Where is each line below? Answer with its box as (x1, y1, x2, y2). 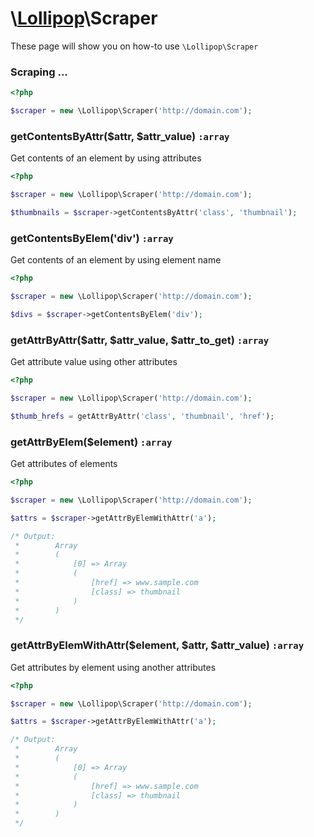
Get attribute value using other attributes (10, 356, 178, 368)
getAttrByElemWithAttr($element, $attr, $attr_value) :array (10, 638, 305, 652)
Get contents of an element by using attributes (10, 152, 202, 164)
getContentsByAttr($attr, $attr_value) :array (10, 129, 230, 143)
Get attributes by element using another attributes (10, 661, 217, 673)
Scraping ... (10, 65, 68, 79)
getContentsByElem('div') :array (10, 231, 174, 245)
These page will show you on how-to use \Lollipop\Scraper (10, 40, 259, 52)
